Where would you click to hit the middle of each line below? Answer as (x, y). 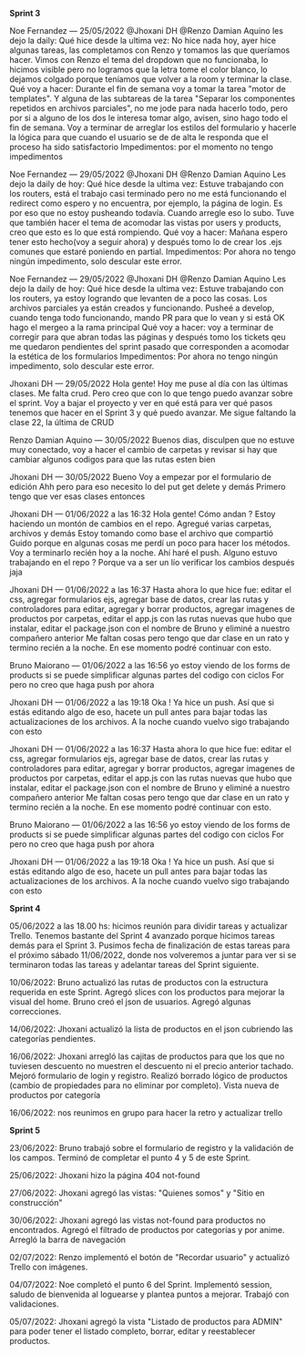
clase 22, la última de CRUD (62, 422)
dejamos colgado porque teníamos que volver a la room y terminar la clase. (151, 79)
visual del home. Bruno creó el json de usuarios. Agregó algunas (130, 1002)
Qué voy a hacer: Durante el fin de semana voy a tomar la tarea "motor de (148, 89)
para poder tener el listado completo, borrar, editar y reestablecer (133, 1331)
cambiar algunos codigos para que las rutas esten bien (112, 459)
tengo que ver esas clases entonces (77, 496)
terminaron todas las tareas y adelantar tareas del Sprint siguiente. (134, 965)
